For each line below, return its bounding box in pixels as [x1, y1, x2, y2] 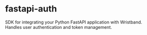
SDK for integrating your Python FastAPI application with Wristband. [5, 19, 143, 25]
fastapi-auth [5, 3, 57, 14]
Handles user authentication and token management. [5, 24, 112, 30]
